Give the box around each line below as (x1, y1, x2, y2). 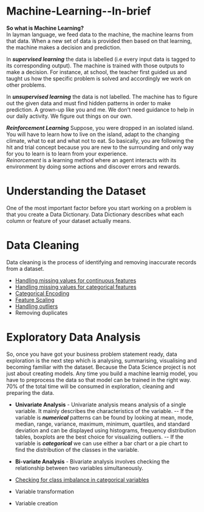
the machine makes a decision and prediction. (6, 44, 121, 51)
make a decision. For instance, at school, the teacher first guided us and (6, 68, 187, 75)
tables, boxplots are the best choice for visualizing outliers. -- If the (15, 433, 184, 440)
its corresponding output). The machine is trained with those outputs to (6, 62, 185, 69)
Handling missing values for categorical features (15, 283, 137, 290)
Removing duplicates (15, 309, 68, 316)
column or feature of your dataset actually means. (6, 217, 132, 224)
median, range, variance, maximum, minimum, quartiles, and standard (15, 420, 190, 428)
